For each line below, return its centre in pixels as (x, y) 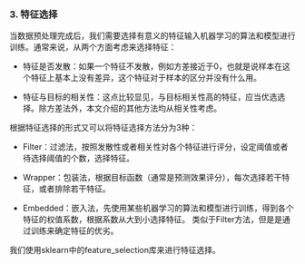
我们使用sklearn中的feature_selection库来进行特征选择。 (115, 250)
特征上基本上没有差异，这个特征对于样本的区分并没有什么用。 (146, 78)
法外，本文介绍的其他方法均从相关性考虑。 (142, 108)
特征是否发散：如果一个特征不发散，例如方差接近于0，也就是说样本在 (152, 66)
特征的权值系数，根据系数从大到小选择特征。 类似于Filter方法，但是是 (152, 220)
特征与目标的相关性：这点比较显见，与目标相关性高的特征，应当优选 (150, 97)
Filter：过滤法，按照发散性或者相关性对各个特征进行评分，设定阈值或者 (155, 147)
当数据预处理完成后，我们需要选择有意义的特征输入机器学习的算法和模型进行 (152, 36)
